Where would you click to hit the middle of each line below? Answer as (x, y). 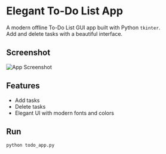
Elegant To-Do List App (65, 11)
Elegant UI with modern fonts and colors (64, 113)
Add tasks (27, 100)
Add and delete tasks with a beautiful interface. (64, 33)
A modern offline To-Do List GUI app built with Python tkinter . (83, 27)
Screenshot (28, 53)
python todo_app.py (30, 145)
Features (23, 86)
